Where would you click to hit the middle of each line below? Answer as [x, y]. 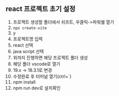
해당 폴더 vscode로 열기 [36, 63]
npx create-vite [30, 28]
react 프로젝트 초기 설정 [40, 9]
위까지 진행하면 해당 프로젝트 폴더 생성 [50, 57]
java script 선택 [28, 51]
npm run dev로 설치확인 [37, 88]
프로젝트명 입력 [28, 38]
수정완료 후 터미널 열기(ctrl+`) [42, 76]
